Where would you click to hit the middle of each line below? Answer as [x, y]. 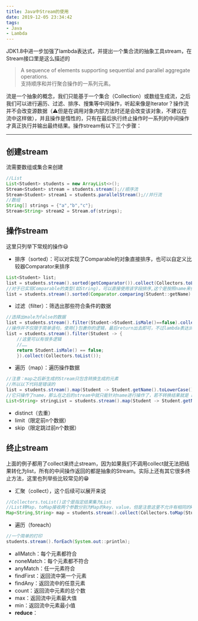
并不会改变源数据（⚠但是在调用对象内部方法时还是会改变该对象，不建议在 [97, 111]
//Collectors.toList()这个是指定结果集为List [59, 502]
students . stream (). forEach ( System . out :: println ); [68, 542]
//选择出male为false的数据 [36, 317]
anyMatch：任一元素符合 [45, 568]
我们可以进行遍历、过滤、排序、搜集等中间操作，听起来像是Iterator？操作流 [98, 103]
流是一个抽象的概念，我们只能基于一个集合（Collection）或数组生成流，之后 [98, 96]
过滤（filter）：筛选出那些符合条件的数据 [63, 306]
